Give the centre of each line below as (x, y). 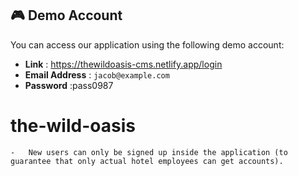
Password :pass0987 (69, 85)
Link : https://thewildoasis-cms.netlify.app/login (123, 64)
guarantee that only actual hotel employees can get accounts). (147, 161)
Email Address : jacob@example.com (97, 74)
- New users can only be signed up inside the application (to (149, 152)
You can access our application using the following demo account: (147, 44)
